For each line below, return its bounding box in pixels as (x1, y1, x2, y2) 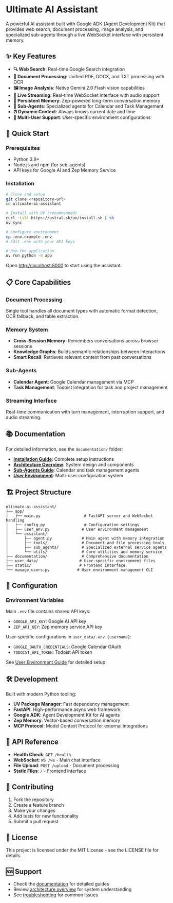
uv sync (6, 220, 23, 225)
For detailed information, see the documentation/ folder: (6, 446, 123, 452)
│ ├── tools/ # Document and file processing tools (6, 540, 165, 545)
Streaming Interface (6, 397, 57, 404)
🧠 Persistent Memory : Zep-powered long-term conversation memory (13, 97, 161, 103)
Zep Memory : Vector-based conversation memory (13, 717, 121, 724)
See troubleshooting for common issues (13, 892, 98, 898)
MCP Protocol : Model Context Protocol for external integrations (13, 723, 148, 729)
